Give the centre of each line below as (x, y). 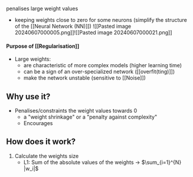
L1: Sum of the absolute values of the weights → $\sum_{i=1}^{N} (102, 162)
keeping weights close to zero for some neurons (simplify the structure (101, 20)
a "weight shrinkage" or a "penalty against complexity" (90, 117)
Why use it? (28, 96)
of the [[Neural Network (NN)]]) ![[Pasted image (73, 26)
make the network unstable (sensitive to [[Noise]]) (85, 78)
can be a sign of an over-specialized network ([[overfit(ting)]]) (99, 72)
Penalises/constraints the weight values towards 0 (76, 111)
